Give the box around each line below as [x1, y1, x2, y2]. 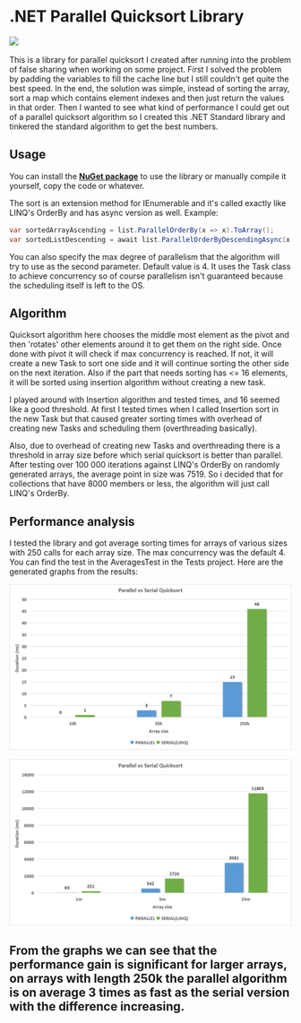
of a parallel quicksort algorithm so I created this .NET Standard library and [9, 111, 286, 122]
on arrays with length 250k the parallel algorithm [9, 971, 288, 986]
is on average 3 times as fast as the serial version [9, 985, 290, 1001]
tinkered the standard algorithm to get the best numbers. [9, 121, 219, 132]
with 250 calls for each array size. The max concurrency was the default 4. [9, 547, 287, 558]
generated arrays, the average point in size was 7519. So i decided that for [9, 469, 284, 480]
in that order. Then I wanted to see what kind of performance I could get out [9, 101, 289, 113]
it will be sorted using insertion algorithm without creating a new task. [9, 377, 266, 388]
